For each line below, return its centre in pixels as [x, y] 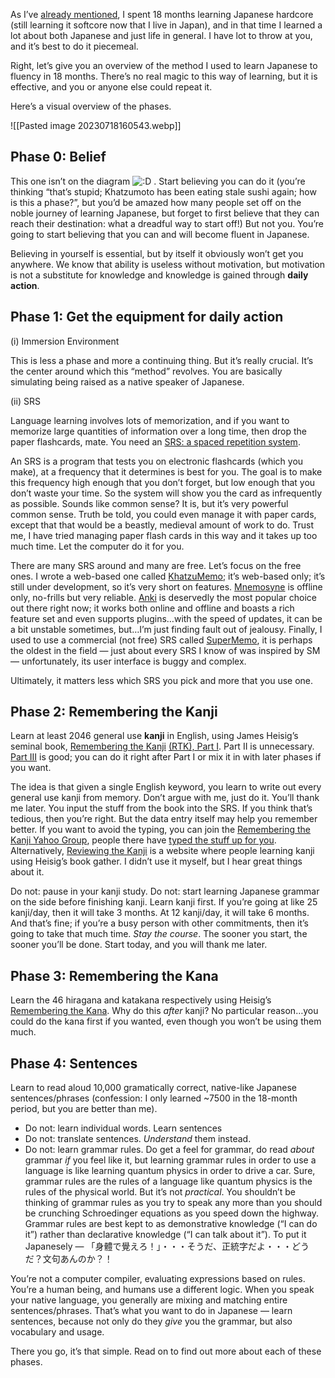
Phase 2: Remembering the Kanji [114, 712]
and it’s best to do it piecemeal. [74, 46]
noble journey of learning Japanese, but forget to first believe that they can [165, 213]
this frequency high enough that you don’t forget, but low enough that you [163, 482]
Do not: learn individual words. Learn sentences [123, 1128]
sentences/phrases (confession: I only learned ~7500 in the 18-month [154, 1098]
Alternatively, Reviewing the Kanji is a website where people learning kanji [162, 851]
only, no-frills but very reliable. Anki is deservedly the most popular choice [163, 597]
